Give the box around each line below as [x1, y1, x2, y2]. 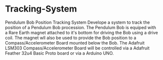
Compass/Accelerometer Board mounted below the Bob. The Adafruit [5, 40, 145, 45]
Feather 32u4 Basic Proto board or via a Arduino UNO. [5, 50, 114, 56]
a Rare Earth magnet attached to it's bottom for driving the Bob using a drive [5, 30, 158, 35]
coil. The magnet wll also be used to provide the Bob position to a [5, 35, 136, 41]
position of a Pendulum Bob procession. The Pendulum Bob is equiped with [5, 24, 157, 30]
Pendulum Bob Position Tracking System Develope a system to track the [5, 19, 150, 25]
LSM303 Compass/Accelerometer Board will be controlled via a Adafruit [5, 45, 150, 51]
